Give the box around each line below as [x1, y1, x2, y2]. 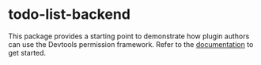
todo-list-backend [8, 5, 130, 23]
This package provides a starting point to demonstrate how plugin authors [8, 31, 250, 41]
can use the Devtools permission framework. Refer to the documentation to [8, 39, 254, 49]
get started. [8, 48, 46, 57]
